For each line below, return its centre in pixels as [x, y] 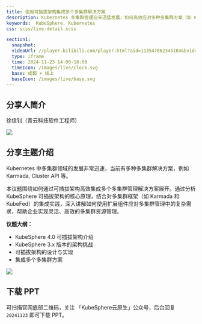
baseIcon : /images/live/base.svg [54, 79]
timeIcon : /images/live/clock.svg [55, 68]
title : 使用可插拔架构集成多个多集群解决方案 [56, 12]
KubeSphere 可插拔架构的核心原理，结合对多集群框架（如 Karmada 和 [93, 196]
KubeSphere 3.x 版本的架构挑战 [54, 244]
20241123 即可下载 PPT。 [37, 315]
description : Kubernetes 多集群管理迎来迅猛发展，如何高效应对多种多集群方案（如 [99, 17]
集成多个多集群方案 [39, 259]
